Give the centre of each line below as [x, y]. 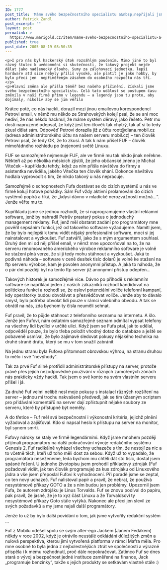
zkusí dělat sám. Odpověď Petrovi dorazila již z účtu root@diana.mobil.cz [80, 130]
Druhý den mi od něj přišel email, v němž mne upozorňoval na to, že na [78, 243]
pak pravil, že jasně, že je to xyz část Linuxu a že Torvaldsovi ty [70, 495]
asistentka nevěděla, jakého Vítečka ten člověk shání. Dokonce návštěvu [79, 171]
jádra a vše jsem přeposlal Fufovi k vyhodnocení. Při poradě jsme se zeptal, [83, 474]
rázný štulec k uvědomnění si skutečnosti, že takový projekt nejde [78, 65]
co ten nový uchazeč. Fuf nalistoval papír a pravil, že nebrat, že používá [79, 480]
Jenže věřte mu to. [24, 202]
